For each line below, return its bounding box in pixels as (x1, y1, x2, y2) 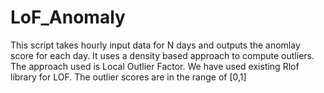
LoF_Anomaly (10, 6, 126, 29)
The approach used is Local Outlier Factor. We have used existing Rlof (10, 60, 300, 72)
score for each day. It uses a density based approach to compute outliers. (10, 49, 315, 61)
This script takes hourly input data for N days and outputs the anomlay (10, 39, 301, 51)
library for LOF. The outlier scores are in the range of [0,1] (10, 71, 247, 83)
